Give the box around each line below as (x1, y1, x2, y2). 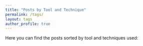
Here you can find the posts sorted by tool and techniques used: (5, 35, 138, 41)
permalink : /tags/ (5, 12, 44, 17)
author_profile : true (5, 21, 51, 26)
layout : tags (5, 16, 33, 21)
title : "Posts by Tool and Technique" (5, 7, 86, 12)
